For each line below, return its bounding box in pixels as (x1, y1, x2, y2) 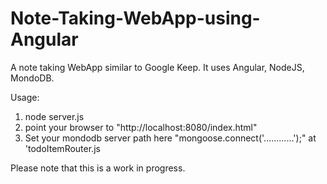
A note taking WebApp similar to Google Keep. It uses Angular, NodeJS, (10, 61, 305, 73)
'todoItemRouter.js (24, 142, 101, 154)
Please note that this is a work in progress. (10, 162, 186, 174)
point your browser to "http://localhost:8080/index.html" (24, 121, 258, 133)
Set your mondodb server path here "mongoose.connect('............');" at (24, 132, 317, 144)
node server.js (24, 110, 85, 122)
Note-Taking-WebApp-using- (10, 7, 261, 30)
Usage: (10, 91, 40, 103)
